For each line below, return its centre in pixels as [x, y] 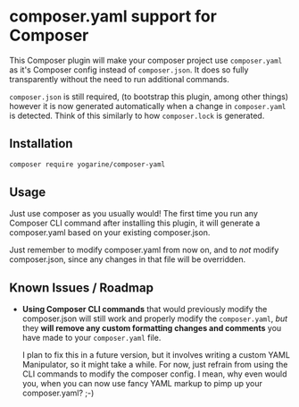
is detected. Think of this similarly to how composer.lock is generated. [137, 115]
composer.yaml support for [113, 17]
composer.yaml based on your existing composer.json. [110, 233]
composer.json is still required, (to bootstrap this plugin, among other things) [149, 97]
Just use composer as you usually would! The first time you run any [134, 214]
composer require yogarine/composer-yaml [87, 164]
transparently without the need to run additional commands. [120, 79]
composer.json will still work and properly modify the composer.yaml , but [155, 318]
